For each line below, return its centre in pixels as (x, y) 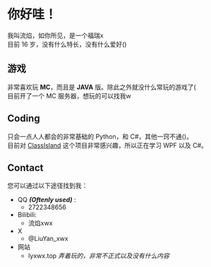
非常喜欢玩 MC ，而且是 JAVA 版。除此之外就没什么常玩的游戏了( (102, 87)
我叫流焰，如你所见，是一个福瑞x (55, 35)
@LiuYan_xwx (48, 239)
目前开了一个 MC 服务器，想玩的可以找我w (70, 95)
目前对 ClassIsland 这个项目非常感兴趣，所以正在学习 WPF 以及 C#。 (108, 145)
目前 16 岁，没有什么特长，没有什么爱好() (67, 44)
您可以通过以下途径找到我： (48, 186)
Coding (24, 118)
